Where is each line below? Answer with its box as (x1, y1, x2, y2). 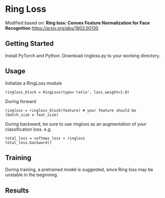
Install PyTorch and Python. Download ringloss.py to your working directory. (5, 52, 161, 58)
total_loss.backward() (5, 140, 52, 145)
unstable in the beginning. (5, 172, 58, 178)
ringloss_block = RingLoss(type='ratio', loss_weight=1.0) (5, 90, 130, 95)
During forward (5, 98, 36, 104)
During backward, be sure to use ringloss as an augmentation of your (5, 121, 147, 127)
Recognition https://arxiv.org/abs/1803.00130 (5, 25, 99, 31)
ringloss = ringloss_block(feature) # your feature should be (5, 108, 136, 113)
